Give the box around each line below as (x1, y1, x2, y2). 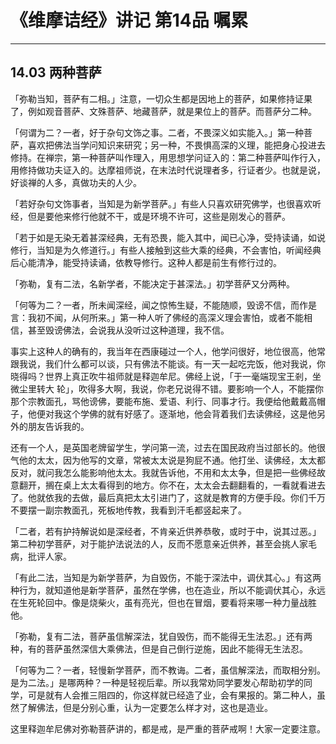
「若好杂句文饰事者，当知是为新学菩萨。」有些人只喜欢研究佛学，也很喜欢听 (10, 197, 322, 210)
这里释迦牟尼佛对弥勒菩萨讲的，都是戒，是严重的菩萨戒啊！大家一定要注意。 (10, 722, 326, 735)
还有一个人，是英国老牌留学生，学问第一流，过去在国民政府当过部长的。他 (10, 441, 317, 453)
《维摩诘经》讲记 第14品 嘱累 (10, 9, 249, 32)
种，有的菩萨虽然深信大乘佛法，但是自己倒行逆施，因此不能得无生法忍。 (10, 642, 308, 655)
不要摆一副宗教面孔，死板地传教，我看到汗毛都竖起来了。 (10, 504, 247, 516)
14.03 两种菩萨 (10, 64, 102, 81)
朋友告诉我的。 (27, 420, 90, 432)
